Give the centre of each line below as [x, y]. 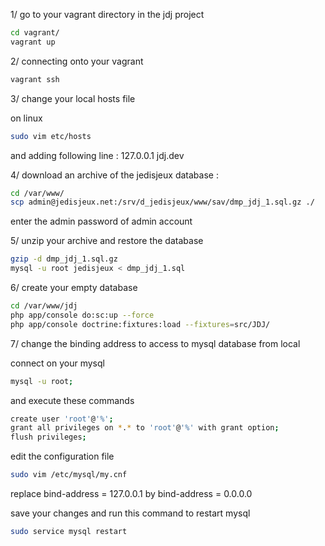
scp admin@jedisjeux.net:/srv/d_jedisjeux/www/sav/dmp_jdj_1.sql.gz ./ [162, 202]
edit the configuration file [62, 456]
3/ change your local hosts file [73, 98]
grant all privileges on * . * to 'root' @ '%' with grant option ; [145, 428]
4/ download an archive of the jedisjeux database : [114, 175]
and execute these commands [72, 400]
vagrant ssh [35, 79]
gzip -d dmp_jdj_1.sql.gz [64, 259]
